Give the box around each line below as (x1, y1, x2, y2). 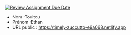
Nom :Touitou (12, 14, 41, 19)
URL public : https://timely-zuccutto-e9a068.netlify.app (12, 24, 126, 30)
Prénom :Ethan (12, 19, 43, 25)
